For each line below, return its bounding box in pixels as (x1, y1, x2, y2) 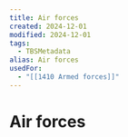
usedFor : (9, 64, 43, 73)
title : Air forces (9, 13, 79, 23)
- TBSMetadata (17, 47, 71, 56)
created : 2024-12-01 (9, 22, 88, 31)
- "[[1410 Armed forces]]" (17, 73, 120, 82)
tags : (9, 38, 30, 48)
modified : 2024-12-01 (9, 30, 92, 39)
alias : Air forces (9, 55, 79, 64)
